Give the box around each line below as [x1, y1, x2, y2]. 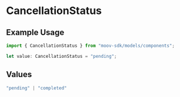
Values [6, 70, 32, 79]
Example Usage [6, 27, 65, 37]
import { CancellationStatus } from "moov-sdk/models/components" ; [6, 43, 175, 49]
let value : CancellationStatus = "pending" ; [6, 53, 117, 59]
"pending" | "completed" [6, 85, 67, 91]
